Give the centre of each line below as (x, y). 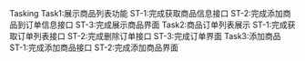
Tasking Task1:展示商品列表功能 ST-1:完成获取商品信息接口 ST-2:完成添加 (147, 13)
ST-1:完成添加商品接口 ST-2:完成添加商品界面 (94, 47)
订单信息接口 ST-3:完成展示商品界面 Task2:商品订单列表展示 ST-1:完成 (157, 25)
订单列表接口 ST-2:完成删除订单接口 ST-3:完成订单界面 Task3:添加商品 (149, 36)
